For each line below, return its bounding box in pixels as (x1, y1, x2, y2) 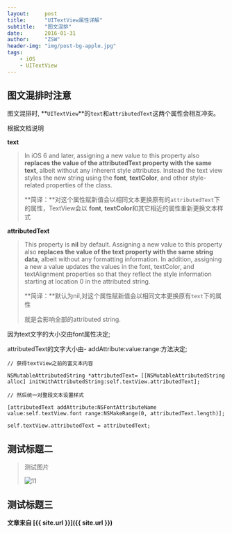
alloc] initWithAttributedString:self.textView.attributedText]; (7, 378, 200, 385)
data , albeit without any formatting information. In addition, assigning (24, 255, 222, 263)
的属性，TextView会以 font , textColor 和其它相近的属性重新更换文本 (24, 204, 217, 213)
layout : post (7, 10, 58, 17)
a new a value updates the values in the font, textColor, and (24, 263, 194, 271)
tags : (7, 49, 23, 56)
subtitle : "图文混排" (7, 23, 72, 30)
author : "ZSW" (7, 36, 60, 43)
